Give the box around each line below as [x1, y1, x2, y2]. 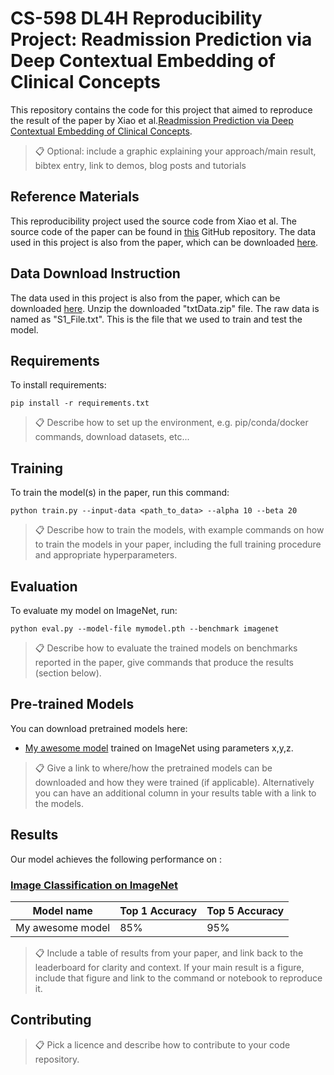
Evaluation [10, 578, 78, 595]
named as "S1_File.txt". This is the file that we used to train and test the [10, 313, 303, 325]
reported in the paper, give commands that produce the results [34, 657, 294, 668]
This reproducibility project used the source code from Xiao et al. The [10, 215, 297, 227]
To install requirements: [10, 379, 107, 391]
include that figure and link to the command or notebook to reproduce [34, 972, 323, 984]
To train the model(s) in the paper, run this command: [10, 487, 230, 499]
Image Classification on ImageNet [10, 878, 179, 892]
